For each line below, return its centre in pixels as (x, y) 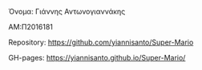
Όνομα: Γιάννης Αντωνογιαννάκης (67, 12)
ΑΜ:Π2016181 (31, 27)
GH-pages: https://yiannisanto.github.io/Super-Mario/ (97, 58)
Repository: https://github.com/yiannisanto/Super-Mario (101, 42)
